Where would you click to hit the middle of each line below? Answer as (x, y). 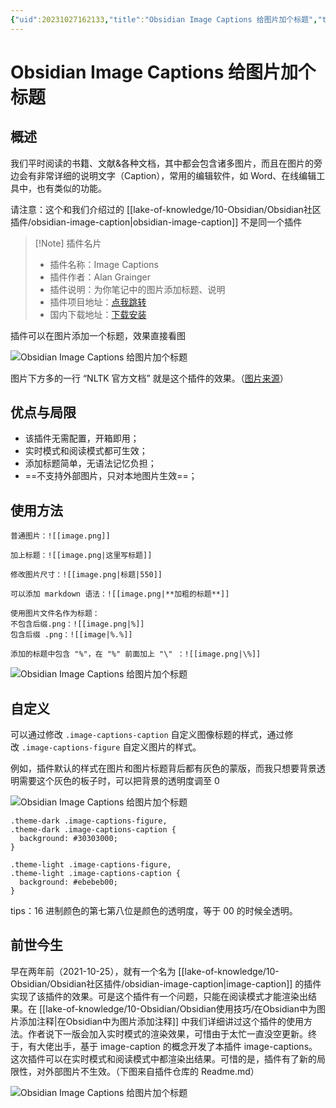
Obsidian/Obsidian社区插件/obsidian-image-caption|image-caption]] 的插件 (166, 983)
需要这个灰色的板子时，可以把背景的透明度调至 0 (119, 781)
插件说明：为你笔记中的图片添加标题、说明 (137, 289)
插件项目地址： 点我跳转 (98, 302)
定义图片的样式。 (166, 747)
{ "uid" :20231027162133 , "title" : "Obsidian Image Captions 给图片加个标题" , (164, 19)
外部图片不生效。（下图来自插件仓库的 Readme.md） (152, 1071)
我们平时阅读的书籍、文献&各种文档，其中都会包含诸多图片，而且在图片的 (162, 163)
